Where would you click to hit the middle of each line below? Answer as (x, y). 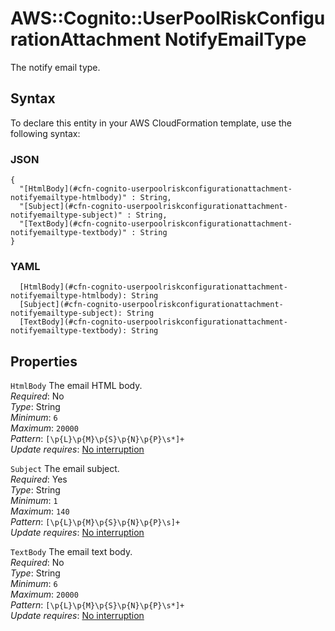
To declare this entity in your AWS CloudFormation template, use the (151, 123)
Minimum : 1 (34, 501)
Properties (44, 361)
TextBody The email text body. (71, 552)
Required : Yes (39, 479)
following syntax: (45, 133)
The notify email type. (55, 67)
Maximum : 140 (40, 511)
